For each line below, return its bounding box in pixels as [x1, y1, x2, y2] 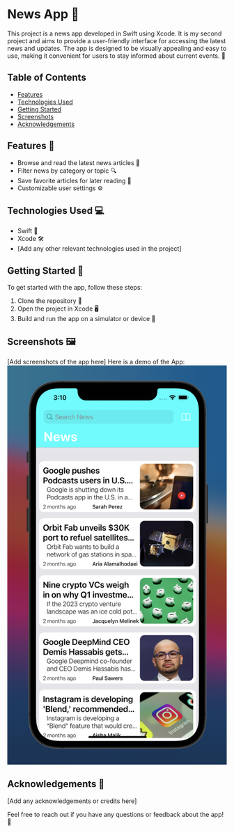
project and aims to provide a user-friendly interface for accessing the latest [7, 36, 226, 45]
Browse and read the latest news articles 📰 [17, 158, 141, 166]
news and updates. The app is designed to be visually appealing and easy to [7, 44, 227, 52]
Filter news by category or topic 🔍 [17, 166, 117, 175]
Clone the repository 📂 [17, 297, 82, 305]
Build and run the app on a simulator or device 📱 [17, 315, 156, 323]
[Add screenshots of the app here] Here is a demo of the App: [7, 358, 185, 366]
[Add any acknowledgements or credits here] [7, 797, 137, 805]
